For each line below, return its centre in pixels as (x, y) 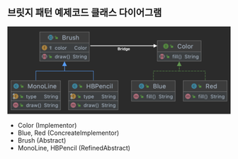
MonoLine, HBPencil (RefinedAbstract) (74, 148)
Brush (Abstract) (42, 141)
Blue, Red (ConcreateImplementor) (68, 133)
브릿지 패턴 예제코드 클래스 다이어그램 (85, 13)
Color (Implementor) (47, 126)
